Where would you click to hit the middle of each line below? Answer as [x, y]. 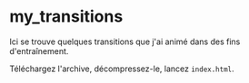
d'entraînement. [39, 51]
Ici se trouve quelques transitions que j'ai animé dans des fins [125, 41]
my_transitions [66, 17]
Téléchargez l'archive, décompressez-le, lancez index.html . [122, 69]
